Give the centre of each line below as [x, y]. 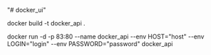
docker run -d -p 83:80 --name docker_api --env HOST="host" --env [106, 36]
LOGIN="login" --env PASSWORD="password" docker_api [90, 44]
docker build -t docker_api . [46, 23]
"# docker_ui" [27, 10]
